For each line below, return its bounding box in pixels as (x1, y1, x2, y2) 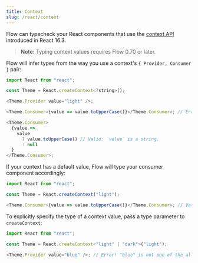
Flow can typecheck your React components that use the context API (6, 30, 174, 37)
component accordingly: (6, 169, 66, 177)
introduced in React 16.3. (6, 37, 67, 44)
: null (21, 142, 38, 147)
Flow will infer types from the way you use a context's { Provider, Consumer (6, 60, 192, 67)
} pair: (6, 65, 22, 73)
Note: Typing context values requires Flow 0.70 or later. (20, 48, 156, 55)
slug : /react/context (6, 14, 60, 20)
